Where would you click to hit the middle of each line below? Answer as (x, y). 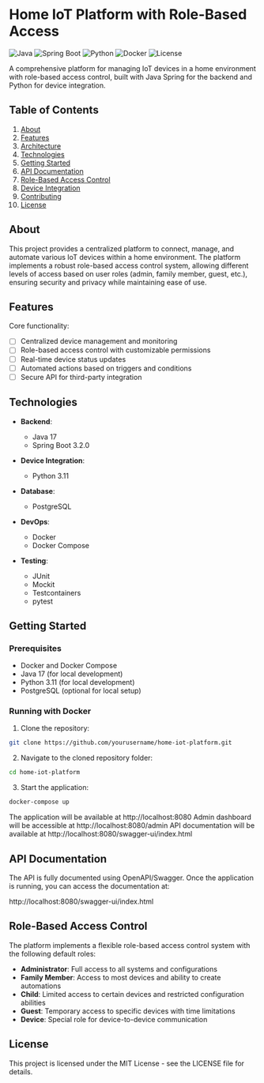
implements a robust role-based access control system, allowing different (129, 265)
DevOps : (35, 521)
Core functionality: (39, 326)
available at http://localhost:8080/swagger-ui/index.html (101, 834)
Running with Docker (50, 711)
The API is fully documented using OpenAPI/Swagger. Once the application (132, 878)
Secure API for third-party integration (81, 377)
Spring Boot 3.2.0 (61, 445)
